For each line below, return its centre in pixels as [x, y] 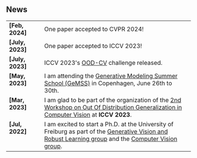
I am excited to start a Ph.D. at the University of [109, 124]
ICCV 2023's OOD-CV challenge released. [103, 63]
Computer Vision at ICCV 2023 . [88, 115]
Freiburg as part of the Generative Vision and [106, 131]
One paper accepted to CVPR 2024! [94, 29]
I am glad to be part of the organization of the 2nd [113, 100]
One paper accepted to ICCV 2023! [93, 46]
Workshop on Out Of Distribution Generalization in [113, 107]
